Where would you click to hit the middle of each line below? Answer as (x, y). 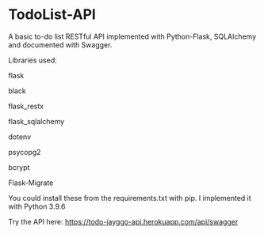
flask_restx (26, 106)
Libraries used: (33, 60)
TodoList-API (52, 15)
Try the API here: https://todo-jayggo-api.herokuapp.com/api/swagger (123, 221)
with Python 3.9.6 (37, 206)
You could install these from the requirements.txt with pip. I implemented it (130, 198)
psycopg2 (25, 152)
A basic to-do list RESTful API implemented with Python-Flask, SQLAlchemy (132, 36)
